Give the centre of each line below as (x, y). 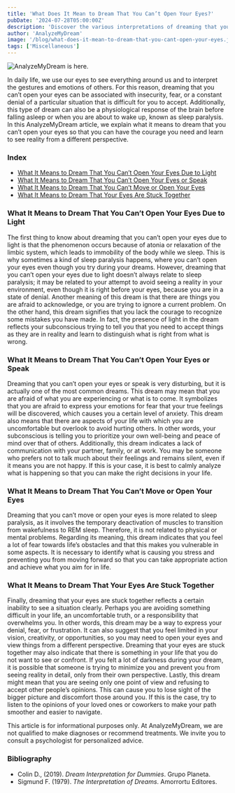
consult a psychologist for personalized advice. (76, 740)
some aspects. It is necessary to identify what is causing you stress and (111, 552)
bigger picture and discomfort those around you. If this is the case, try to (112, 697)
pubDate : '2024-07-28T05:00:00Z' (56, 20)
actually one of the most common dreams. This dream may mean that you (114, 391)
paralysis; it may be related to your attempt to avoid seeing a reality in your (115, 282)
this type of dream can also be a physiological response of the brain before (116, 110)
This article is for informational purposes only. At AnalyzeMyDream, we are (115, 726)
